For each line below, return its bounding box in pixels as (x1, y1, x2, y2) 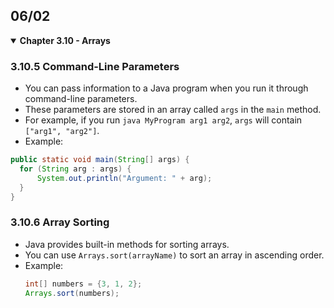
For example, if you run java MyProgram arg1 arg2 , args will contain (24, 114, 303, 126)
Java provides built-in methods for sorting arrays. (24, 238, 230, 250)
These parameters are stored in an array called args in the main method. (24, 104, 322, 116)
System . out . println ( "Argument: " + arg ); (36, 173, 213, 183)
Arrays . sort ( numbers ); (24, 288, 120, 298)
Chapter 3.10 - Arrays (19, 34, 111, 46)
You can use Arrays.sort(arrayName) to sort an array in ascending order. (24, 249, 325, 261)
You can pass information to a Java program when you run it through (24, 82, 309, 94)
